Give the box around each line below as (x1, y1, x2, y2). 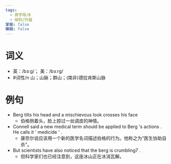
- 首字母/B (10, 12, 31, 17)
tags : (5, 7, 17, 13)
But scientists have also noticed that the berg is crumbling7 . (12, 147, 141, 153)
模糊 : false (5, 27, 29, 32)
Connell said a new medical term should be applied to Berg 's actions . (12, 124, 162, 130)
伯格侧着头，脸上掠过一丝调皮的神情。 (20, 118, 102, 124)
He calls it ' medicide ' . (12, 129, 63, 135)
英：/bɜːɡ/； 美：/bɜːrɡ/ (12, 68, 64, 74)
